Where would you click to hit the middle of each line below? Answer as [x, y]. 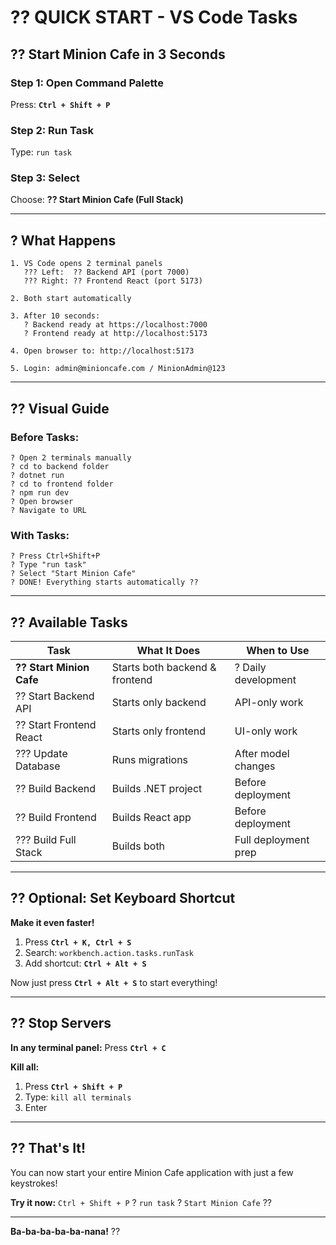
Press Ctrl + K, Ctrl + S [78, 942]
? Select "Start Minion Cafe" [73, 574]
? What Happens [63, 240]
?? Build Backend [56, 789]
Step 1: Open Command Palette [87, 83]
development [265, 680]
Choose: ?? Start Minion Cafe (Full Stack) [97, 200]
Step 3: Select [45, 178]
